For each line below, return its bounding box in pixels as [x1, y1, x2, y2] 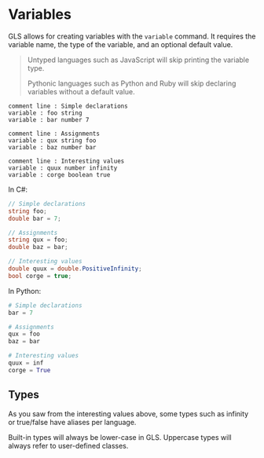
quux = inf [8, 359, 44, 367]
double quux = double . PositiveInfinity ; [8, 265, 143, 273]
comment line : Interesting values [8, 157, 125, 165]
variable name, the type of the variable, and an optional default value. [8, 39, 233, 49]
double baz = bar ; [8, 244, 68, 251]
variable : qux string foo [8, 136, 97, 145]
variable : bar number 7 [8, 115, 90, 123]
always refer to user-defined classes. [8, 441, 129, 450]
